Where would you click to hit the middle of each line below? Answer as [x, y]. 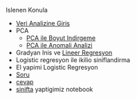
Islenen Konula [27, 10]
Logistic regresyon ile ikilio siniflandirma [73, 60]
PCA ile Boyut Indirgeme [61, 38]
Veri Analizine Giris [43, 23]
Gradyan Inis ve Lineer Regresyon [64, 52]
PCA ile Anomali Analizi [59, 45]
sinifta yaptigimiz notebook [54, 89]
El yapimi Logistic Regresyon [57, 67]
